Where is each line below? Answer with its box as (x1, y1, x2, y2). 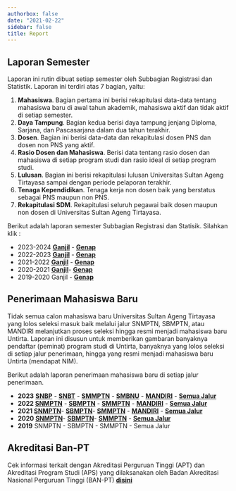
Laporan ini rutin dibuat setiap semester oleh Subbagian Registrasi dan (7, 75, 213, 83)
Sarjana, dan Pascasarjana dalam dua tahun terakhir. (17, 126, 170, 135)
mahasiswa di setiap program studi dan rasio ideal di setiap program (17, 156, 216, 164)
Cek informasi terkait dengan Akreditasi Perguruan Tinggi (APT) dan (7, 461, 206, 469)
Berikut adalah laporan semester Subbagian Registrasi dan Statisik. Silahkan (7, 222, 228, 230)
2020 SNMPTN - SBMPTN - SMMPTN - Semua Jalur (17, 414, 171, 423)
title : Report (7, 30, 49, 37)
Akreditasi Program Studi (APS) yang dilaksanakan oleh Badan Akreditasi (7, 468, 219, 476)
